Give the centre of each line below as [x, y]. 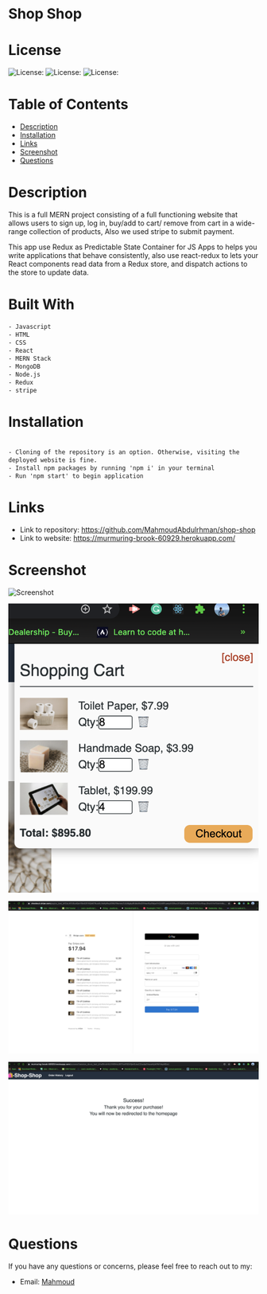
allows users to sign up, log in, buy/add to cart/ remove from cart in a [121, 223]
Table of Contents [68, 105]
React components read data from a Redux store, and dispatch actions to [128, 264]
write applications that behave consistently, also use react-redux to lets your [133, 255]
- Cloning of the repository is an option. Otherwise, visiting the [124, 452]
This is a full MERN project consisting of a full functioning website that [123, 215]
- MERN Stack [30, 358]
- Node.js [25, 374]
